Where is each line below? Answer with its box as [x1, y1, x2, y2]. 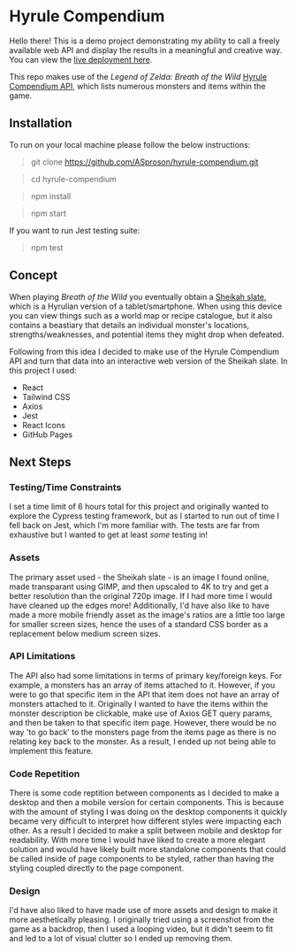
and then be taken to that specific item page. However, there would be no [9, 717, 277, 727]
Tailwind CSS [21, 391, 71, 402]
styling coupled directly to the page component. [9, 863, 184, 873]
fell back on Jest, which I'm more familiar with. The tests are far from [9, 520, 260, 531]
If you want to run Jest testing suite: [9, 225, 140, 235]
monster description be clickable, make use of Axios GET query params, [9, 708, 273, 718]
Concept [9, 268, 58, 283]
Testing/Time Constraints [9, 480, 122, 493]
